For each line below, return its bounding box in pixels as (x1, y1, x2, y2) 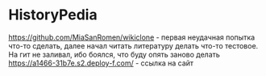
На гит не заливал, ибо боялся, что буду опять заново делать (8, 49, 220, 59)
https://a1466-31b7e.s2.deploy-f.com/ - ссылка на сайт (8, 58, 194, 68)
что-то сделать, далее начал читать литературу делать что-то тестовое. (8, 40, 259, 50)
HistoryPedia (8, 6, 98, 24)
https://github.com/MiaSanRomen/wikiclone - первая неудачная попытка (8, 32, 256, 42)
